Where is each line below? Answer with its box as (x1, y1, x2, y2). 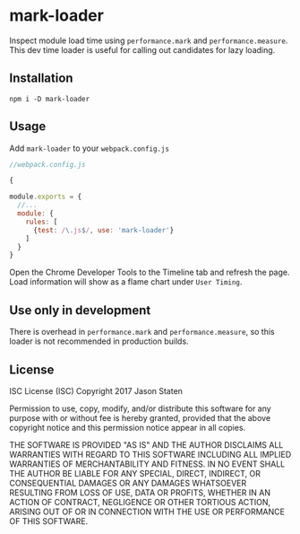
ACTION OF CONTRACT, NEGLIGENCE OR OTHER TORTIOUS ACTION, (9, 496, 271, 507)
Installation (9, 71, 73, 86)
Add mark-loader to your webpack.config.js (9, 143, 170, 153)
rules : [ (25, 217, 58, 226)
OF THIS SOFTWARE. (9, 515, 89, 526)
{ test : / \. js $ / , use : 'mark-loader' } (32, 225, 175, 234)
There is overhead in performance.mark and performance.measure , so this (9, 327, 275, 337)
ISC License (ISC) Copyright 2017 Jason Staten (9, 385, 184, 396)
